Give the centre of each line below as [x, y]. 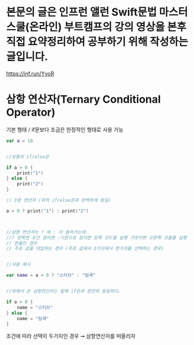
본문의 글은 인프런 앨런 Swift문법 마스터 [97, 12]
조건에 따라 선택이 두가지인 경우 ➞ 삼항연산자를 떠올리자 [71, 336]
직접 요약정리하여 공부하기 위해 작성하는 [97, 42]
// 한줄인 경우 [22, 243]
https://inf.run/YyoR [30, 73]
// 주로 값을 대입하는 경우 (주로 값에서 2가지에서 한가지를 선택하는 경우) [85, 249]
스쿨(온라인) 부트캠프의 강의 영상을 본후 [96, 27]
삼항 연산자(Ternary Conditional [84, 99]
